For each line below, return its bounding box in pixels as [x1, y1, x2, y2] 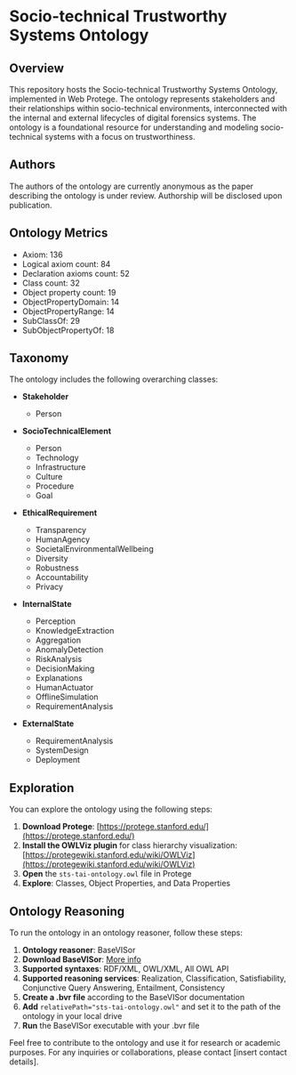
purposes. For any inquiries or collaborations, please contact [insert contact [9, 1047, 287, 1058]
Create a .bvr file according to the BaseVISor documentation [21, 992, 245, 1003]
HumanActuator [35, 683, 94, 693]
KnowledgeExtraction [35, 626, 115, 636]
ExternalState [21, 718, 75, 729]
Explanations [35, 673, 83, 683]
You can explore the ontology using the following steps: [9, 804, 213, 815]
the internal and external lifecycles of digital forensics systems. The [9, 113, 257, 123]
